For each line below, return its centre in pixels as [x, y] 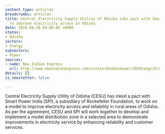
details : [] [17, 73]
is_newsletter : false [27, 78]
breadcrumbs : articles [28, 14]
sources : [14, 60]
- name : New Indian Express [34, 64]
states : [13, 32]
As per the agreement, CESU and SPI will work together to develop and [77, 112]
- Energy [14, 46]
